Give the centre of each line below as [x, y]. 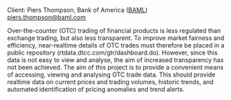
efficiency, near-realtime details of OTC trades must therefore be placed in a [116, 45]
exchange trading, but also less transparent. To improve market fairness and [116, 38]
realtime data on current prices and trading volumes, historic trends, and [111, 82]
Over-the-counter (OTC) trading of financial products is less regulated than [114, 31]
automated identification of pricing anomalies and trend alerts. [96, 89]
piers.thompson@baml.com [47, 17]
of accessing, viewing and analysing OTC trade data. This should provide [111, 74]
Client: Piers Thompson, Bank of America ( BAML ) [77, 10]
